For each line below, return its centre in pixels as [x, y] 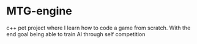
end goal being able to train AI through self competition [76, 34]
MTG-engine [39, 11]
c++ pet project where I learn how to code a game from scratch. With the [98, 28]
